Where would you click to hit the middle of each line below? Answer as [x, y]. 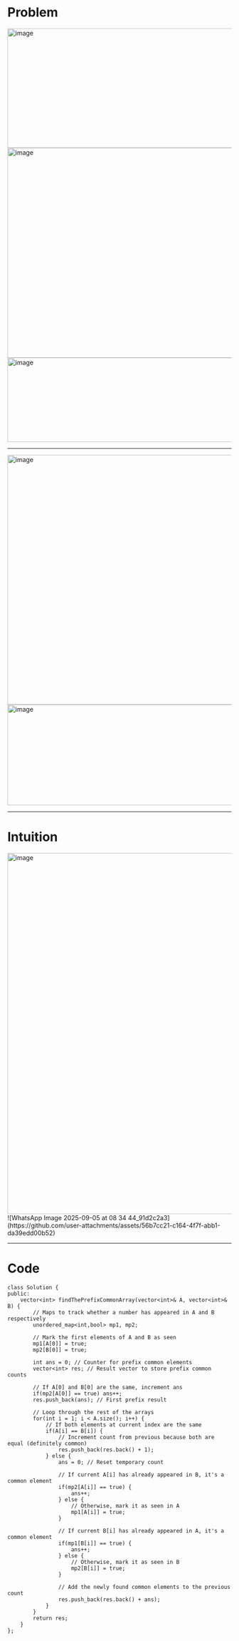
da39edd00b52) [31, 1233]
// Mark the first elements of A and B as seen [105, 1337]
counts [17, 1375]
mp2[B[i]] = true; [98, 1568]
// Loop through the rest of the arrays [94, 1412]
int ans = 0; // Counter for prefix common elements [113, 1362]
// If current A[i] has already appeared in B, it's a [141, 1474]
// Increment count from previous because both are [136, 1437]
